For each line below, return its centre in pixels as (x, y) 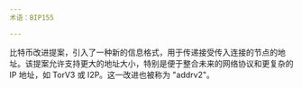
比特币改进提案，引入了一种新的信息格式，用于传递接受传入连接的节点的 (143, 52)
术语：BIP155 (32, 18)
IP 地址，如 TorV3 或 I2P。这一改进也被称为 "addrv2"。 (112, 75)
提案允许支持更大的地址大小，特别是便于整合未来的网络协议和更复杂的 (163, 63)
